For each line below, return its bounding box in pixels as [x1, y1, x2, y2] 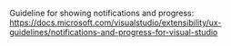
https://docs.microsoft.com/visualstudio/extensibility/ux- [9, 17, 222, 28]
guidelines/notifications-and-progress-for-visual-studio [9, 27, 218, 37]
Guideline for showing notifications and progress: [9, 8, 195, 18]
